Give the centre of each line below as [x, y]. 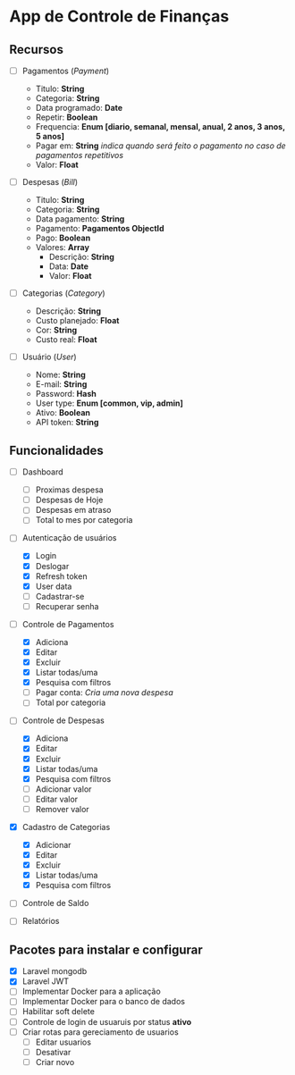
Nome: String [61, 375]
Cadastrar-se [60, 596]
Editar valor [57, 799]
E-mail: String [61, 384]
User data [54, 586]
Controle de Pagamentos [68, 624]
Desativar [53, 1052]
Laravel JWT [46, 981]
